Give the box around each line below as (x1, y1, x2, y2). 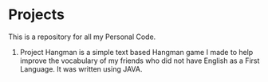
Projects (8, 6, 65, 24)
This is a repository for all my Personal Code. (8, 32, 156, 41)
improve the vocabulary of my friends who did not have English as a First (19, 56, 260, 65)
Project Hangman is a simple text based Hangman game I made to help (19, 47, 254, 57)
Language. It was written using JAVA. (19, 64, 143, 73)
